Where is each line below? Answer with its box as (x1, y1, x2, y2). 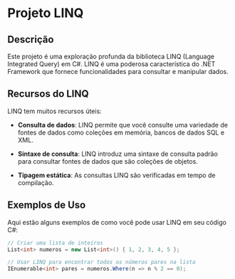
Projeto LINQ (7, 5, 84, 21)
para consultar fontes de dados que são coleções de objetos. (17, 157, 198, 165)
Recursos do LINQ (7, 88, 89, 100)
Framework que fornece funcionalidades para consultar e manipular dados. (7, 68, 229, 75)
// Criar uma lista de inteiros (7, 239, 103, 246)
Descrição (7, 33, 54, 46)
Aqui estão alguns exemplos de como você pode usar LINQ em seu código (7, 218, 226, 226)
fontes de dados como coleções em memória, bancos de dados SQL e (17, 128, 225, 137)
